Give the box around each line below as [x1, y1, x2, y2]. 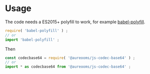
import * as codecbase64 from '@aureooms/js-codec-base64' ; [5, 64, 131, 69]
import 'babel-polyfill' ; [5, 37, 60, 42]
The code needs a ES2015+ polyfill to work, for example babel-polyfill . [5, 19, 146, 25]
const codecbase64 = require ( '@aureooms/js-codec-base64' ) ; [5, 55, 135, 60]
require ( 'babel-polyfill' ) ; [5, 28, 68, 33]
